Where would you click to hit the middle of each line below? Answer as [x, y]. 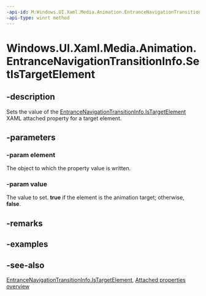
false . [14, 204]
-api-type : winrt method [38, 18]
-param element [31, 155]
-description [31, 97]
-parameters [31, 137]
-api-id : [17, 12]
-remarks [25, 223]
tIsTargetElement [51, 74]
